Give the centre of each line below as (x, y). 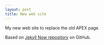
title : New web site (26, 14)
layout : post (18, 9)
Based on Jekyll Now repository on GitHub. (48, 37)
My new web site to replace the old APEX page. (52, 28)
